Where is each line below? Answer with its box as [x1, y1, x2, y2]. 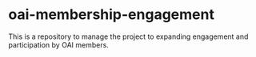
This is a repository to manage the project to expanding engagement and [8, 32, 249, 41]
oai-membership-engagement [8, 6, 214, 24]
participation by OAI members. [8, 40, 110, 49]
